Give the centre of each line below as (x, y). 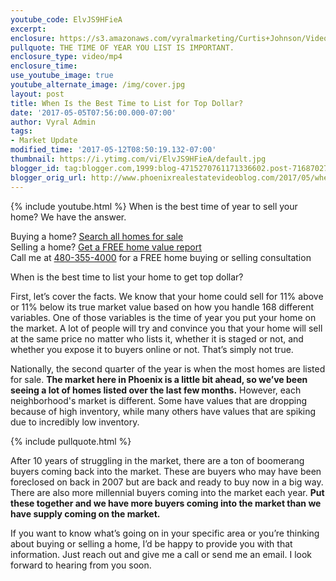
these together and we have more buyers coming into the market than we (166, 503)
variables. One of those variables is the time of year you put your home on (163, 317)
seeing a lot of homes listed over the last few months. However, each (156, 390)
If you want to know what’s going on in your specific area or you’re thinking (165, 533)
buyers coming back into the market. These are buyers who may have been (166, 471)
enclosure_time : (44, 66)
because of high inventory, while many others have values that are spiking (163, 411)
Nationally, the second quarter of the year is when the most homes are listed (168, 368)
